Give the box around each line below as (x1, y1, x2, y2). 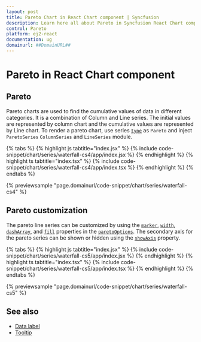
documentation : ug (6, 37, 52, 43)
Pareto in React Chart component (6, 68, 175, 81)
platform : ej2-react (6, 31, 58, 37)
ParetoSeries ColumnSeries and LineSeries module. (6, 133, 133, 140)
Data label (14, 322, 40, 329)
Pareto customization (6, 205, 88, 216)
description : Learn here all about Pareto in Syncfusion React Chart (6, 20, 184, 26)
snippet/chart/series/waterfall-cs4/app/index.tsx (6, 164, 127, 171)
